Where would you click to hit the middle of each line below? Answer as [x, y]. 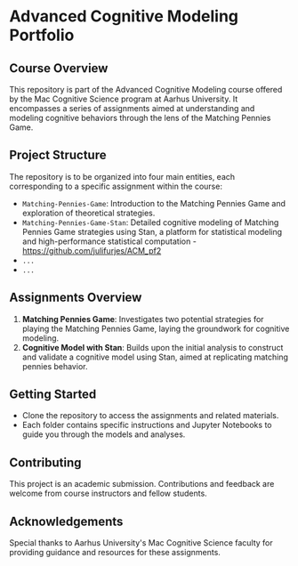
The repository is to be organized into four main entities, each [122, 176]
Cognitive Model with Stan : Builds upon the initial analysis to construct [153, 347]
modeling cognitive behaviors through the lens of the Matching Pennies [140, 118]
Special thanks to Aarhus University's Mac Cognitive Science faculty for [141, 543]
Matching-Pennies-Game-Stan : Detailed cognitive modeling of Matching [150, 222]
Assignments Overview [76, 298]
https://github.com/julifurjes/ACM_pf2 [92, 250]
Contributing [45, 462]
